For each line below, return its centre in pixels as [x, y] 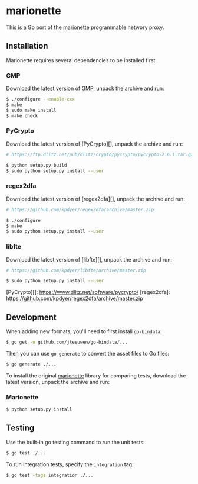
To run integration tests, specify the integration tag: [70, 464]
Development [32, 317]
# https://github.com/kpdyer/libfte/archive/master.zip [76, 270]
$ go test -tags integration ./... [50, 475]
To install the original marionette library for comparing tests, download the [96, 375]
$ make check [22, 116]
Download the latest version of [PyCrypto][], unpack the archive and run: [95, 144]
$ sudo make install [32, 110]
